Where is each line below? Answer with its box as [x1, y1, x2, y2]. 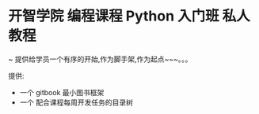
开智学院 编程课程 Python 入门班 [8, 7, 219, 25]
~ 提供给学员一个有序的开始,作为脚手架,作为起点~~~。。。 [8, 54, 192, 64]
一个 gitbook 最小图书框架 [19, 87, 105, 97]
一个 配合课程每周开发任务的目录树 [19, 97, 133, 107]
